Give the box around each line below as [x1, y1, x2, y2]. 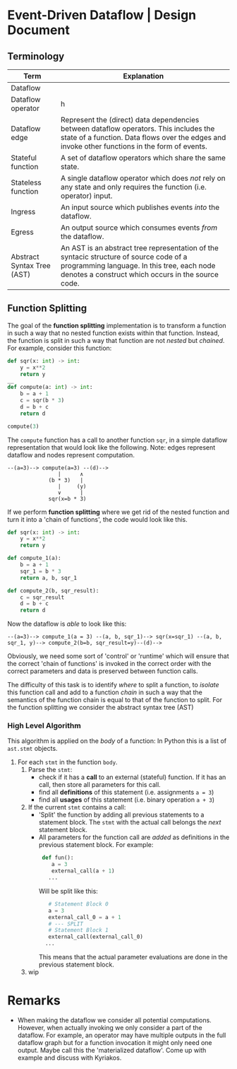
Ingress [11, 207, 36, 216]
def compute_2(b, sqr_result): [7, 587, 99, 594]
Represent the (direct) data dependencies [61, 115, 200, 124]
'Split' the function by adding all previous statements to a [38, 810, 205, 819]
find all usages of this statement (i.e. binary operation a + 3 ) [38, 795, 215, 804]
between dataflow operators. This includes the [61, 124, 215, 134]
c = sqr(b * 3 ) [20, 397, 65, 404]
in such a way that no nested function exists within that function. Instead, [7, 329, 220, 337]
